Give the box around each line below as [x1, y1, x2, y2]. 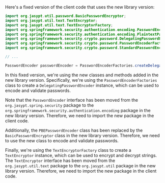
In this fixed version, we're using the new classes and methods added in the [5, 72, 159, 78]
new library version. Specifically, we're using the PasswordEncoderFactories [5, 77, 157, 83]
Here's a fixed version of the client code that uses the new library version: [5, 4, 155, 10]
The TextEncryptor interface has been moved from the [5, 158, 115, 163]
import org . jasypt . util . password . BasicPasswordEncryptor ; [5, 14, 126, 19]
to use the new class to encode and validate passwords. [5, 137, 119, 143]
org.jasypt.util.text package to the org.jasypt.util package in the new [5, 162, 156, 168]
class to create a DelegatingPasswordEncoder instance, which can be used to [5, 82, 159, 88]
